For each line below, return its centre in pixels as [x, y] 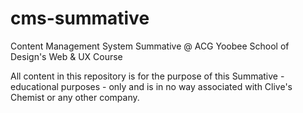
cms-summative [80, 18]
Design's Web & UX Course [66, 56]
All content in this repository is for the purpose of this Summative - [147, 76]
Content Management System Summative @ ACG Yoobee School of [150, 46]
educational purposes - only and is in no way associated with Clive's [151, 86]
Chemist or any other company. [75, 97]
